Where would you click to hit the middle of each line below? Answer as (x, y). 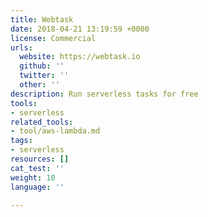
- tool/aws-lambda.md (55, 131)
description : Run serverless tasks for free (104, 94)
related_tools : (42, 122)
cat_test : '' (37, 168)
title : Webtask (42, 19)
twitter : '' (44, 76)
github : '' (42, 66)
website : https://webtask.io (80, 57)
